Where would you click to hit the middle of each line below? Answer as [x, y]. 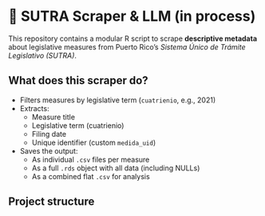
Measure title [53, 117]
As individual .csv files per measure [91, 159]
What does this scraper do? [79, 80]
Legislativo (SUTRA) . [43, 55]
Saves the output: [49, 150]
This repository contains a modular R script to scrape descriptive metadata [133, 38]
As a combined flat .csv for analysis [91, 176]
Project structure [51, 202]
